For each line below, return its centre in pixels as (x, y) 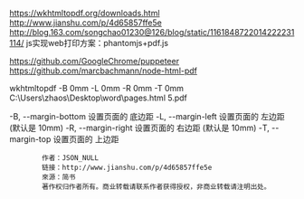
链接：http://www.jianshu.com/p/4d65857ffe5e (127, 167)
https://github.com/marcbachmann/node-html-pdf (103, 71)
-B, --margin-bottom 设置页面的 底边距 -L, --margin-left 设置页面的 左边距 (147, 116)
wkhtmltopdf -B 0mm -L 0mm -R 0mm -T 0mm (96, 88)
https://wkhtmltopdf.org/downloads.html (85, 13)
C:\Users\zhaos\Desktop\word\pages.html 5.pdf (99, 98)
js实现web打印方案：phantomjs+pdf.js (97, 43)
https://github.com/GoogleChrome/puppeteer (94, 61)
